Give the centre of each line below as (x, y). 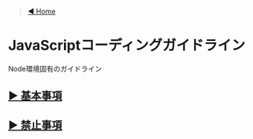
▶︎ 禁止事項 (35, 125)
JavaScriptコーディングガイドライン (127, 46)
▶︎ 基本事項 (35, 96)
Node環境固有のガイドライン (55, 68)
